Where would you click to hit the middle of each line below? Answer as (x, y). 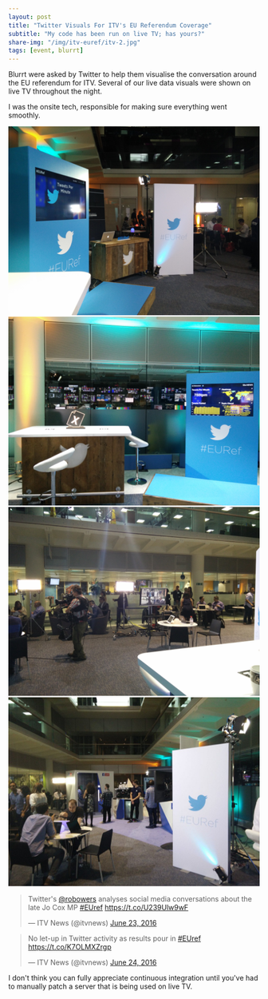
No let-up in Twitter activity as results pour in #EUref (114, 938)
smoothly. (25, 115)
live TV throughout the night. (55, 91)
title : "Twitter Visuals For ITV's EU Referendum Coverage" (110, 25)
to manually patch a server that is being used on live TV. (100, 986)
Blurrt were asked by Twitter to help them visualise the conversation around (132, 74)
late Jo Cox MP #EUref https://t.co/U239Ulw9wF (108, 908)
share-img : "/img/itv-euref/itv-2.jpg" (75, 42)
